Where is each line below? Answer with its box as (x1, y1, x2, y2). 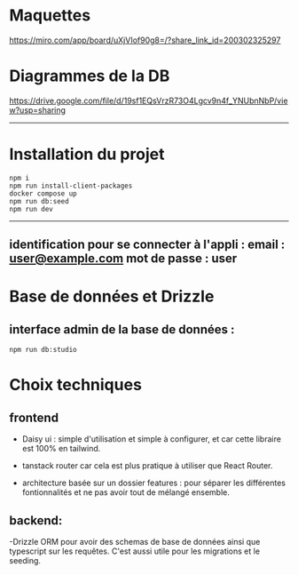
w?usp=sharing (9, 104, 67, 116)
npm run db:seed (9, 196, 69, 205)
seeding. (9, 555, 42, 566)
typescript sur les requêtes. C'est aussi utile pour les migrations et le (9, 546, 260, 556)
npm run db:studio (9, 346, 77, 355)
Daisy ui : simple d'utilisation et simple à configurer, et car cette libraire (21, 434, 282, 444)
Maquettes (9, 5, 91, 26)
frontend (9, 410, 59, 425)
